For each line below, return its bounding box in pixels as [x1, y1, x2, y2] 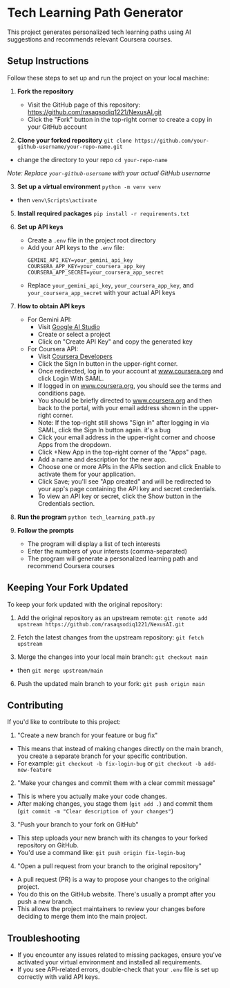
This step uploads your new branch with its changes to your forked [17, 833, 209, 843]
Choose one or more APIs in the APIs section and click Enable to [37, 462, 221, 470]
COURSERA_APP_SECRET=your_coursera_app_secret [27, 269, 164, 276]
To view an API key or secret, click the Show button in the [37, 492, 202, 500]
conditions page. [37, 389, 86, 397]
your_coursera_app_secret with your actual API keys [27, 288, 176, 297]
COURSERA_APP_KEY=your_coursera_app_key [27, 263, 146, 270]
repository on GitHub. [17, 841, 79, 849]
